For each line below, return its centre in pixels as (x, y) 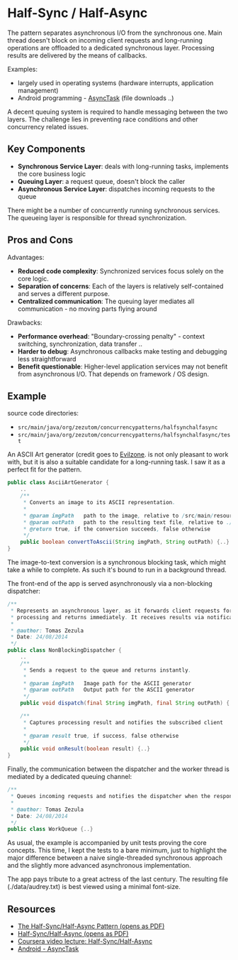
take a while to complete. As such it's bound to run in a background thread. (117, 570)
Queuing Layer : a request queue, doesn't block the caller (101, 181)
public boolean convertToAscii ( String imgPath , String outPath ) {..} (125, 542)
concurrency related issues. (48, 126)
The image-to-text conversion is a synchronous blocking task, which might (117, 562)
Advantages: (26, 257)
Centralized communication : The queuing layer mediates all (106, 301)
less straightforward (47, 359)
